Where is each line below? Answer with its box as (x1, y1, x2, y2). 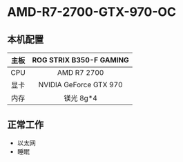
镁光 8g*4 (64, 93, 98, 102)
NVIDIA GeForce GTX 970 (38, 80, 123, 89)
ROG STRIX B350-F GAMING (32, 55, 129, 64)
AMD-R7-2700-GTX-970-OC (7, 4, 177, 20)
